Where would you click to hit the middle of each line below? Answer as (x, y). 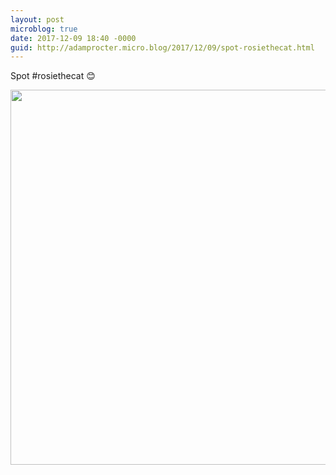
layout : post (37, 19)
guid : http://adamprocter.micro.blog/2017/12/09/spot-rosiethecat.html (162, 47)
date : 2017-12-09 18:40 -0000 (73, 38)
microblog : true (44, 29)
